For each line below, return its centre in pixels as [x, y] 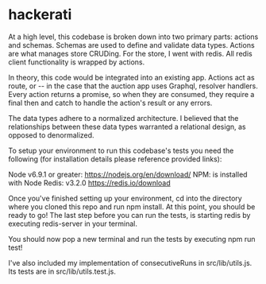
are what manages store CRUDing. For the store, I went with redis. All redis [130, 53]
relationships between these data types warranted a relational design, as [127, 126]
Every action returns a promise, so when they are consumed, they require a [131, 94]
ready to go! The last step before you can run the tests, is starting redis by [129, 215]
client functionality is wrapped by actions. [77, 62]
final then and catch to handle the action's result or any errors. [110, 103]
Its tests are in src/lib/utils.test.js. [62, 271]
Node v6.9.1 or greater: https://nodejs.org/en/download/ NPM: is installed [128, 174]
